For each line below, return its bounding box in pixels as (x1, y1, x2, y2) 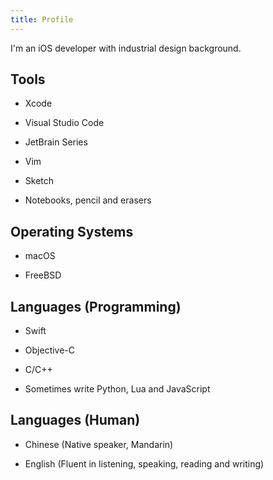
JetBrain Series (24, 136, 88, 148)
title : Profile (10, 14, 74, 25)
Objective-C (24, 344, 76, 356)
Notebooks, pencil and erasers (24, 194, 152, 206)
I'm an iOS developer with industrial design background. (10, 42, 242, 54)
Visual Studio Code (24, 117, 105, 129)
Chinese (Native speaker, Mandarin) (24, 438, 174, 450)
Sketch (24, 175, 55, 187)
